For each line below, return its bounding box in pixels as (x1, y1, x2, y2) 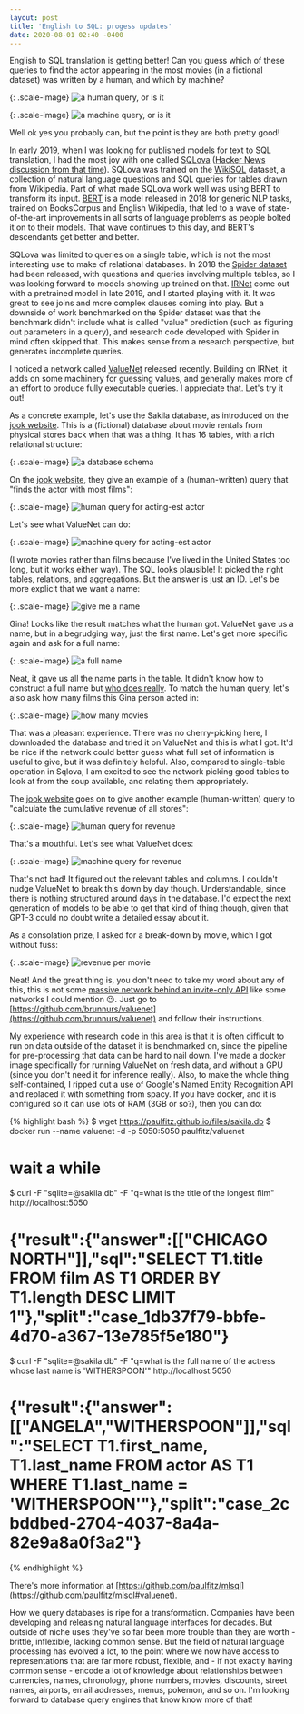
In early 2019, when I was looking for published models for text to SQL (9, 144, 272, 155)
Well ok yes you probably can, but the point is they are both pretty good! (9, 127, 280, 138)
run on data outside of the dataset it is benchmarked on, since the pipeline (9, 1041, 288, 1051)
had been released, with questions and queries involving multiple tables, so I (9, 269, 296, 280)
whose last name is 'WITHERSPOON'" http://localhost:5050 (9, 1365, 232, 1377)
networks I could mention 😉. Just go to (9, 994, 157, 1005)
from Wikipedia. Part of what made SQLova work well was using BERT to (9, 184, 281, 194)
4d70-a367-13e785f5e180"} (9, 1326, 230, 1346)
